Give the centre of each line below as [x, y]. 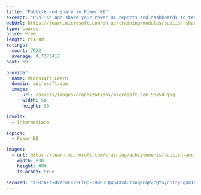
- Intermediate [31, 122]
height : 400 [32, 166]
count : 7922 [27, 51]
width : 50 [34, 100]
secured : [17, 182]
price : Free [21, 34]
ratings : [17, 45]
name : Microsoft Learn [40, 78]
